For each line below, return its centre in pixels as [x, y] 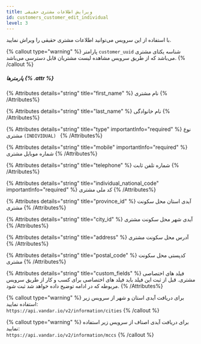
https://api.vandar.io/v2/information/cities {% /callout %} [83, 310]
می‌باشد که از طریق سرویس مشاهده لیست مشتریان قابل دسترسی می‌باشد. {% [96, 58]
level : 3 [17, 23]
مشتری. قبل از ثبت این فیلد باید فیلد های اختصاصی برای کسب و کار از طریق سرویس [101, 280]
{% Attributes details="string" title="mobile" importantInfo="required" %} [97, 147]
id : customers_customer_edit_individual [58, 17]
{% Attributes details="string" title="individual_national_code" [82, 183]
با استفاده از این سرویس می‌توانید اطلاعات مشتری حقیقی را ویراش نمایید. [89, 40]
